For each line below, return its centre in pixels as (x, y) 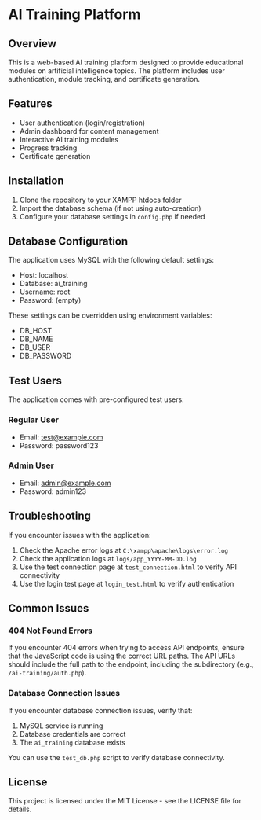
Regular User (33, 420)
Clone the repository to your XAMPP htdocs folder (100, 200)
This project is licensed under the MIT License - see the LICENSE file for (125, 801)
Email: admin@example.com (65, 483)
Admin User (31, 465)
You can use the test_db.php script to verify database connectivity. (116, 757)
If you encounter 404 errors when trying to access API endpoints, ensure (126, 648)
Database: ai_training (53, 284)
